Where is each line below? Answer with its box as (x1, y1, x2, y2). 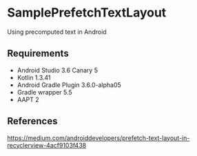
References (7, 115, 58, 127)
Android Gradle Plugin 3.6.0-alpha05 (17, 81, 122, 89)
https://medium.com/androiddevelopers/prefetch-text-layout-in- (7, 133, 190, 142)
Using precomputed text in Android (7, 28, 107, 36)
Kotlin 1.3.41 (17, 73, 51, 81)
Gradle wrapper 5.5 (17, 88, 72, 96)
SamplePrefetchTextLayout (7, 5, 167, 21)
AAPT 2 (17, 95, 39, 104)
